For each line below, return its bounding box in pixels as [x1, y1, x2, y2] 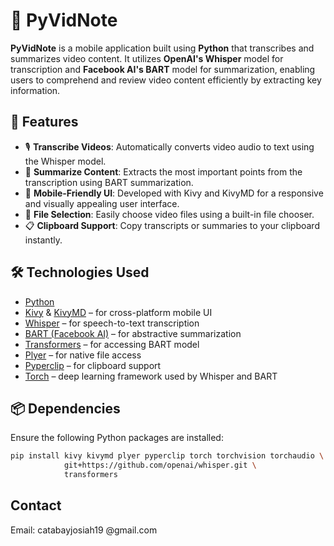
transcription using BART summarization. [24, 176, 194, 188]
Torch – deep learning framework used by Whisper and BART [24, 370, 278, 382]
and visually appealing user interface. [24, 197, 180, 209]
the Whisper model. [24, 155, 107, 167]
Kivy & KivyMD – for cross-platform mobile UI [24, 306, 213, 318]
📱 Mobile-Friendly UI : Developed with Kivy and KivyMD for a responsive [24, 187, 324, 199]
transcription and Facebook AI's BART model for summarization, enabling [10, 63, 316, 75]
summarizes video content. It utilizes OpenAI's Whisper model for [10, 52, 284, 64]
